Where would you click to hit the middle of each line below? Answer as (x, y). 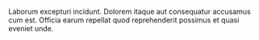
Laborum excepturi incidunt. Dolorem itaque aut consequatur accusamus (130, 12)
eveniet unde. (31, 28)
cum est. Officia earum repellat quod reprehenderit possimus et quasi (124, 20)
